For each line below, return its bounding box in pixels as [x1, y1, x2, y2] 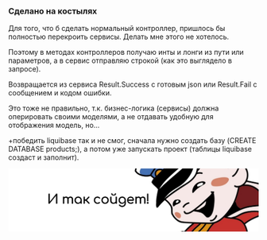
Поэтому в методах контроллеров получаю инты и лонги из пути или [8, 48, 244, 57]
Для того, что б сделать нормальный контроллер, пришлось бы [8, 24, 226, 33]
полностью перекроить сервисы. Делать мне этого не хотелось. [8, 32, 230, 41]
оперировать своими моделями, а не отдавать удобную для [8, 112, 214, 122]
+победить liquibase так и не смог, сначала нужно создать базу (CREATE [8, 136, 257, 145]
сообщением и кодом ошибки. [8, 88, 112, 98]
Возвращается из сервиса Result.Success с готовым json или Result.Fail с [8, 79, 257, 89]
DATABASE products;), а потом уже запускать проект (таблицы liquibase [8, 145, 253, 154]
